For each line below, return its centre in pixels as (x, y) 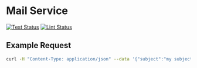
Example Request (39, 45)
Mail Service (37, 11)
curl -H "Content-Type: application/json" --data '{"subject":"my (89, 59)
